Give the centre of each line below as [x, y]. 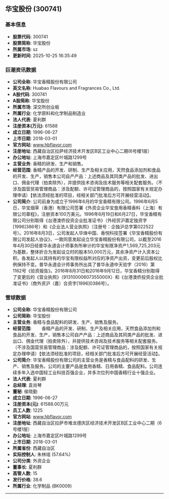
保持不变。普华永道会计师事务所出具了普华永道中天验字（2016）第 [86, 264]
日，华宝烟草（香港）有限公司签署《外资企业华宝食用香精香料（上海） [85, 208]
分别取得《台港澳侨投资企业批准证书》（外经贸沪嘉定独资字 [87, 220]
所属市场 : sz [25, 49]
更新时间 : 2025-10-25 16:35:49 [45, 55]
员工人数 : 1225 [27, 410]
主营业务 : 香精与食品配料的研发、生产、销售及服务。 [67, 322]
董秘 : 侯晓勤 [25, 392]
